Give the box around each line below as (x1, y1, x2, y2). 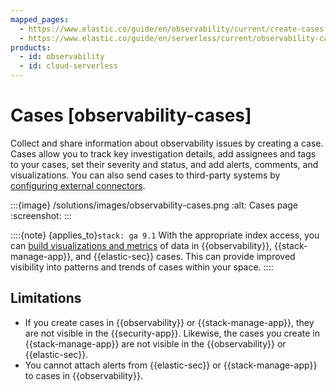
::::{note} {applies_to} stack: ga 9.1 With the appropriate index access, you (10, 229, 320, 241)
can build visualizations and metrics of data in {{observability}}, (10, 239, 273, 251)
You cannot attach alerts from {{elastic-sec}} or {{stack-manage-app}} (24, 359, 318, 371)
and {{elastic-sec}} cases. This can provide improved (75, 250, 296, 262)
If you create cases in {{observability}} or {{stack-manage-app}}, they (24, 316, 315, 328)
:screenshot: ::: (10, 209, 72, 221)
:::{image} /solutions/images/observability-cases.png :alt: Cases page (10, 199, 299, 211)
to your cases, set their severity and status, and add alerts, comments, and (10, 158, 319, 170)
